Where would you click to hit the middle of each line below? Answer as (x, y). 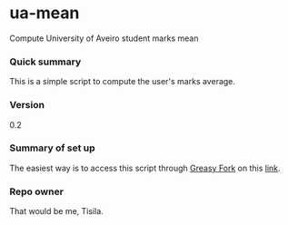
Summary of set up (52, 148)
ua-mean (45, 13)
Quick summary (45, 62)
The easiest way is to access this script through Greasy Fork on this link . (145, 168)
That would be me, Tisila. (57, 211)
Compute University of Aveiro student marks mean (104, 38)
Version (27, 105)
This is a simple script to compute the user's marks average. (123, 82)
